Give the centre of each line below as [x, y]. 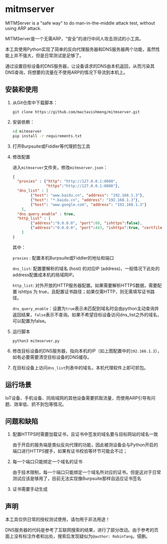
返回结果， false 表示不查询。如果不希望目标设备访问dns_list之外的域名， [87, 314]
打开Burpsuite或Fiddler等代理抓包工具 [51, 146]
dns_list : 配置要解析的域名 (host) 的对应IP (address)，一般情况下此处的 [86, 269]
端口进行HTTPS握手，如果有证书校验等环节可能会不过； [70, 451]
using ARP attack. [23, 28]
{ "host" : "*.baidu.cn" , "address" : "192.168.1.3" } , [85, 200]
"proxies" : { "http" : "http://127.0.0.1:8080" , [68, 181]
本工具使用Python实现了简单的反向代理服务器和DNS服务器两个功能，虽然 [81, 49]
